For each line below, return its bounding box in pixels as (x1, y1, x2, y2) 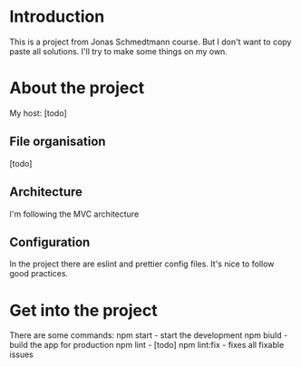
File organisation (9, 134, 106, 150)
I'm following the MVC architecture (9, 208, 140, 219)
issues (9, 349, 34, 360)
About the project (9, 78, 145, 99)
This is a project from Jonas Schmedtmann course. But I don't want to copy (9, 36, 292, 47)
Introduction (9, 6, 105, 27)
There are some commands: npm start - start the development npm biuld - (9, 330, 288, 341)
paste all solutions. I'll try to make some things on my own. (9, 45, 228, 56)
